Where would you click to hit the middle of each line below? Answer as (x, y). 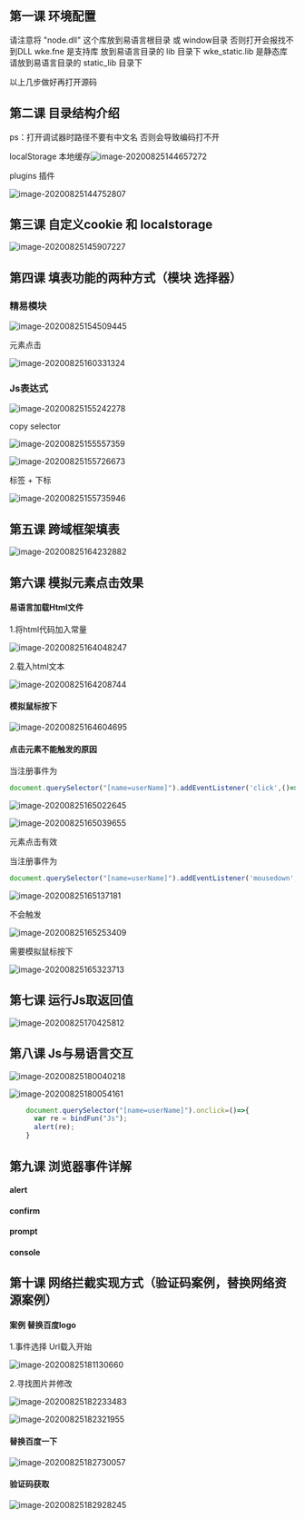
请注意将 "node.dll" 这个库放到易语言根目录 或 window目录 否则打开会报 (144, 40)
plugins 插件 (32, 175)
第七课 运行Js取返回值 (72, 1001)
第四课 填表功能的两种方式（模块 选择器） (126, 278)
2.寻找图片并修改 (41, 1384)
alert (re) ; (54, 1127)
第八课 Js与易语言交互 (72, 1053)
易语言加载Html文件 (47, 608)
